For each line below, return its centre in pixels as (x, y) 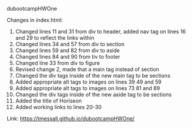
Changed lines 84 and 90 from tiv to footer (68, 57)
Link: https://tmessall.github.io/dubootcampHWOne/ (71, 119)
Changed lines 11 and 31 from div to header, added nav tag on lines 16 (100, 31)
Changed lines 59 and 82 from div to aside (67, 50)
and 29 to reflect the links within (55, 38)
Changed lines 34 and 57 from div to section (70, 44)
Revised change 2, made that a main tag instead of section (87, 69)
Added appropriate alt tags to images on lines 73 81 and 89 (87, 88)
